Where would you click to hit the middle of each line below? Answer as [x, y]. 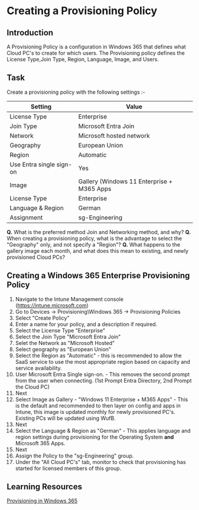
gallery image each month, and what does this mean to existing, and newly [97, 251]
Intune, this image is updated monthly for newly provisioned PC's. [95, 412]
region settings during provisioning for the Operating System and [94, 437]
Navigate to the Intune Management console [69, 299]
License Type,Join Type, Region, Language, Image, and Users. [83, 59]
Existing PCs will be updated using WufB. [65, 418]
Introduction [30, 33]
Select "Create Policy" [42, 318]
